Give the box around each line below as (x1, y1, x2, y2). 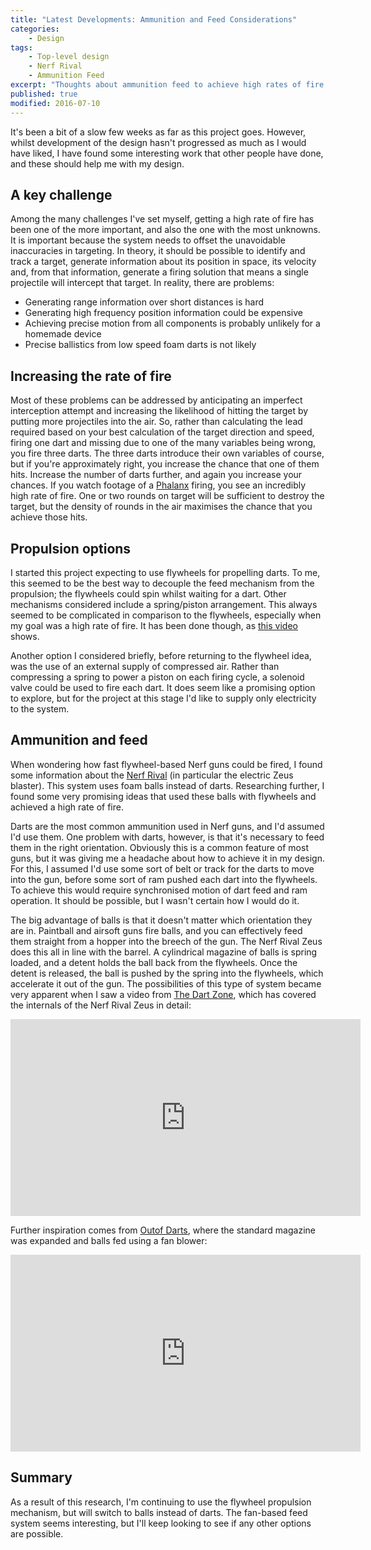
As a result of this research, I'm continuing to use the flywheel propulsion (10, 1496, 312, 1508)
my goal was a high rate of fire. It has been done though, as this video (10, 619, 298, 631)
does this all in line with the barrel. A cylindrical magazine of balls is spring (10, 946, 318, 958)
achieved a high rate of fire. (10, 801, 124, 813)
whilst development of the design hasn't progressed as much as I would (10, 136, 307, 148)
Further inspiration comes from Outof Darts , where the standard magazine (10, 1224, 316, 1236)
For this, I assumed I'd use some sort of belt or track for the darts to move (10, 862, 315, 875)
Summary (10, 1469, 73, 1486)
